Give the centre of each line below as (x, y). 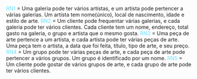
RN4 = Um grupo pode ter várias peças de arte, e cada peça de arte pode (96, 52)
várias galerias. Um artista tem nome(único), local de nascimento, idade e (95, 15)
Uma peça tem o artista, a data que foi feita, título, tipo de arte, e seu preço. (98, 46)
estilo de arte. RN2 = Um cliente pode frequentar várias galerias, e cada (93, 21)
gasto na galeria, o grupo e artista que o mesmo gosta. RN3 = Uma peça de (98, 33)
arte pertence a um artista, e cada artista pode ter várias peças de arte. (93, 39)
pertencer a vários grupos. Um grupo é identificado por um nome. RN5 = (94, 58)
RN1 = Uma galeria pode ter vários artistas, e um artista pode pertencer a (95, 8)
